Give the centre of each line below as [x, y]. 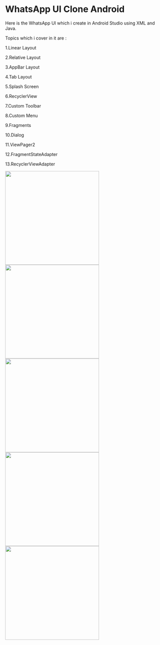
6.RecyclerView [21, 96]
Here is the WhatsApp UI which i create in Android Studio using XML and [80, 23]
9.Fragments [18, 125]
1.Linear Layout [21, 47]
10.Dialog [14, 135]
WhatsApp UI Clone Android [65, 9]
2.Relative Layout [23, 57]
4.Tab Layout [18, 76]
